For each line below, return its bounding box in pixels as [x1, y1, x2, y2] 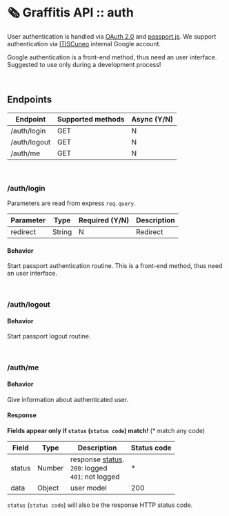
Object [37, 483, 59, 493]
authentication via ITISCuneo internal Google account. [7, 39, 161, 48]
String [52, 227, 72, 237]
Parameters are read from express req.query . [7, 199, 136, 207]
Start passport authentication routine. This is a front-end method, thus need [7, 262, 223, 270]
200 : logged [70, 463, 108, 472]
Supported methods [57, 114, 125, 124]
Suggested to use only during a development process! [7, 60, 161, 68]
